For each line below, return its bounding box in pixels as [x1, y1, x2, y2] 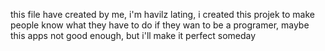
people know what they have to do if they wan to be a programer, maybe [10, 19, 310, 31]
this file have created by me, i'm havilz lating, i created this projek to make [10, 9, 315, 20]
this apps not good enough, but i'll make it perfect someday [10, 30, 257, 41]
